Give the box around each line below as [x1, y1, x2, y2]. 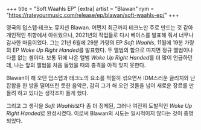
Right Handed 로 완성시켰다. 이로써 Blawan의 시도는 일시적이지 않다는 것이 [6, 110, 183, 117]
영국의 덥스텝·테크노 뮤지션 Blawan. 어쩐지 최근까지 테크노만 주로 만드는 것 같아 [6, 24, 193, 31]
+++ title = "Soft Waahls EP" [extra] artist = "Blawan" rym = [6, 5, 155, 12]
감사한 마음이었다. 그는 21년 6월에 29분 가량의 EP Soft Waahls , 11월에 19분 [6, 39, 183, 46]
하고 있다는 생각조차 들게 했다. [17, 90, 89, 96]
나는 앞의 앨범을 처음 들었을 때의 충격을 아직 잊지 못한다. [14, 61, 146, 69]
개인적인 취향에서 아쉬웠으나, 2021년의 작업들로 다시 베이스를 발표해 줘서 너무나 [6, 31, 194, 39]
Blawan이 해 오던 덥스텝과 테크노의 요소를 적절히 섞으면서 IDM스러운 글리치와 [6, 75, 189, 81]
